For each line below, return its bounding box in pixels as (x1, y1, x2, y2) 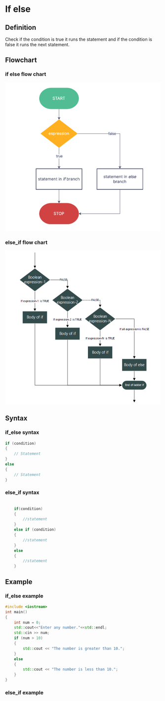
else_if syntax (5, 489, 40, 496)
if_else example (5, 592, 43, 599)
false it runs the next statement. (5, 42, 70, 48)
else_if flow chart (5, 239, 48, 246)
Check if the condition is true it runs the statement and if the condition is (5, 36, 152, 42)
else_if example (5, 689, 43, 696)
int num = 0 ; (14, 620, 41, 625)
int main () (5, 609, 28, 614)
